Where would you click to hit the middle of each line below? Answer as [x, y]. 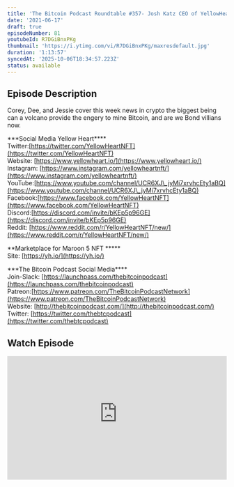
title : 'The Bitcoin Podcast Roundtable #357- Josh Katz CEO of [102, 14]
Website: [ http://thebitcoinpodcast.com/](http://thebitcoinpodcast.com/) [111, 307]
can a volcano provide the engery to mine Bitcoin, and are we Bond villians [114, 118]
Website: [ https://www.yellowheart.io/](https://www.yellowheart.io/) [104, 161]
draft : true [24, 26]
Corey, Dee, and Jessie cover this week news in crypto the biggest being [112, 110]
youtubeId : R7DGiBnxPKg [42, 40]
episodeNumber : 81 [34, 33]
